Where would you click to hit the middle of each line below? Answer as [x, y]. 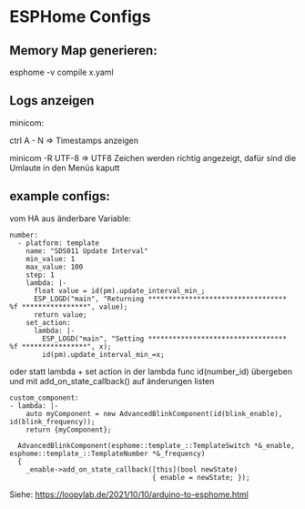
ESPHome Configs [81, 17]
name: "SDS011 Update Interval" [87, 251]
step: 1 [40, 275]
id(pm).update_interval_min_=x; [104, 354]
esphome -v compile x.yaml [61, 72]
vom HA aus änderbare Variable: [71, 218]
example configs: [60, 196]
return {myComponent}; [69, 430]
